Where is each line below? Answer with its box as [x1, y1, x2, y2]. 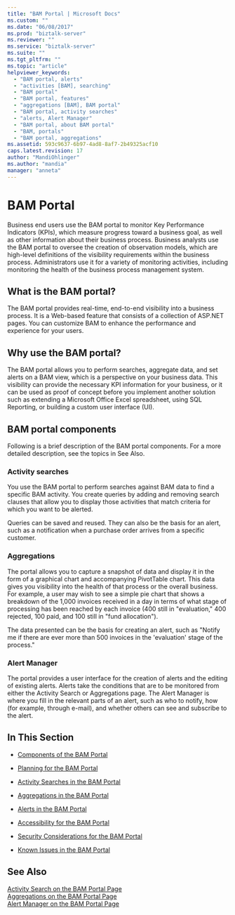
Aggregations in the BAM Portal [17, 791, 109, 799]
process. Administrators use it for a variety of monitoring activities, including [7, 258, 229, 266]
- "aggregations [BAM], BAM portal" [13, 102, 121, 109]
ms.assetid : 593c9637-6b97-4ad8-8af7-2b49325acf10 [7, 141, 159, 148]
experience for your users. [7, 327, 84, 335]
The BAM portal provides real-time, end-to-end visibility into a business [7, 304, 215, 312]
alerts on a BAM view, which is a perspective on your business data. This [7, 373, 218, 381]
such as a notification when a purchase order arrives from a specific [7, 526, 205, 534]
